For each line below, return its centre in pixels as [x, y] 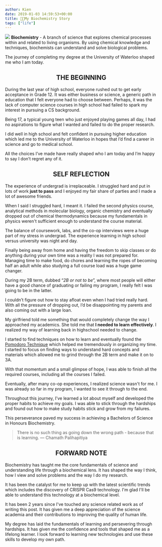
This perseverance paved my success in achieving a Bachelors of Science [79, 418]
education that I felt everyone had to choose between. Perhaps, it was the [79, 100]
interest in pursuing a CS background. [43, 110]
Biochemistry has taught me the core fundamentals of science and [71, 465]
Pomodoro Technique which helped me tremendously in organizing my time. [81, 344]
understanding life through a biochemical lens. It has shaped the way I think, [81, 470]
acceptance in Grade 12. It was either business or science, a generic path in [81, 94]
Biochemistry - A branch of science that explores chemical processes [81, 37]
